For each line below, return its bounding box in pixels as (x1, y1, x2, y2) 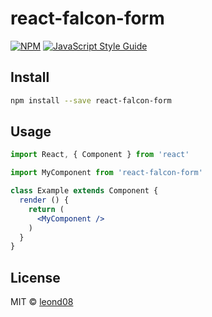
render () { (19, 195, 70, 206)
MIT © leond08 (10, 296, 74, 308)
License (10, 269, 61, 286)
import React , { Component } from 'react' (10, 150, 190, 160)
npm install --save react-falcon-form (10, 95, 172, 106)
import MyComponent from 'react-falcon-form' (10, 168, 203, 178)
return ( (28, 204, 65, 214)
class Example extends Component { (10, 186, 159, 196)
